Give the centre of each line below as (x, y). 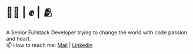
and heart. (19, 38)
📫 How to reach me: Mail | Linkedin (49, 45)
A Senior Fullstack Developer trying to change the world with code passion (96, 32)
